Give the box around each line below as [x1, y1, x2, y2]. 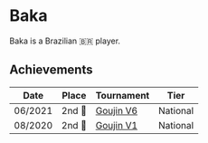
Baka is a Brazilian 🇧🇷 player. [9, 35, 120, 46]
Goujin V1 [95, 119, 138, 131]
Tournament [95, 89, 150, 101]
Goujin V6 [95, 104, 138, 117]
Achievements [9, 62, 93, 78]
